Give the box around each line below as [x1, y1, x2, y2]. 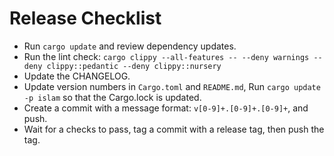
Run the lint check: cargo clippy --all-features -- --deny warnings [23, 50, 310, 62]
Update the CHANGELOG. [23, 70, 131, 82]
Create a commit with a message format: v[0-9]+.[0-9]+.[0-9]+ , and [23, 102, 309, 114]
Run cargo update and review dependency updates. [23, 40, 237, 52]
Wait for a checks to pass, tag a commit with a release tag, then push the [23, 123, 325, 135]
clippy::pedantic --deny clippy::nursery [46, 61, 222, 71]
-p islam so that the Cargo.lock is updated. [23, 91, 202, 103]
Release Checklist [9, 7, 162, 30]
